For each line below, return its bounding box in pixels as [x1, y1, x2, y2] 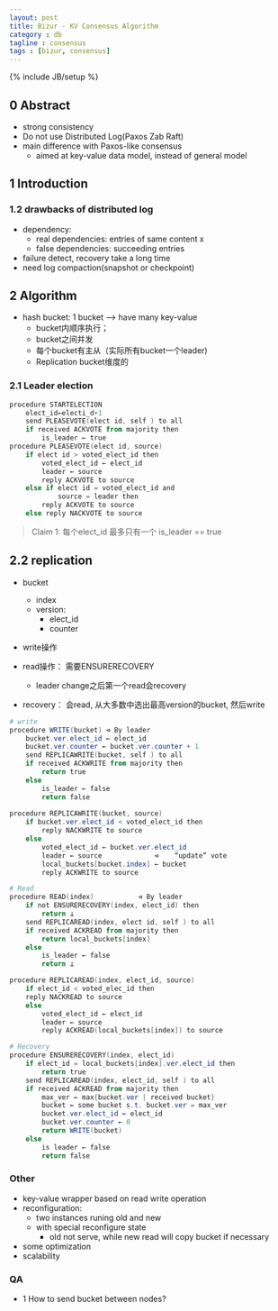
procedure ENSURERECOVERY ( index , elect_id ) [9, 1051, 175, 1060]
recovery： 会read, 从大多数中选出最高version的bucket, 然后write [22, 699, 265, 710]
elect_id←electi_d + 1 [25, 408, 103, 417]
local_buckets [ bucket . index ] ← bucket [41, 860, 187, 869]
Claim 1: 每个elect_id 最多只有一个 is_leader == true [31, 526, 222, 537]
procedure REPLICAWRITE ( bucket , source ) [9, 809, 164, 818]
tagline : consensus [9, 38, 87, 48]
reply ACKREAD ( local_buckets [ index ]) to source [41, 1026, 223, 1035]
